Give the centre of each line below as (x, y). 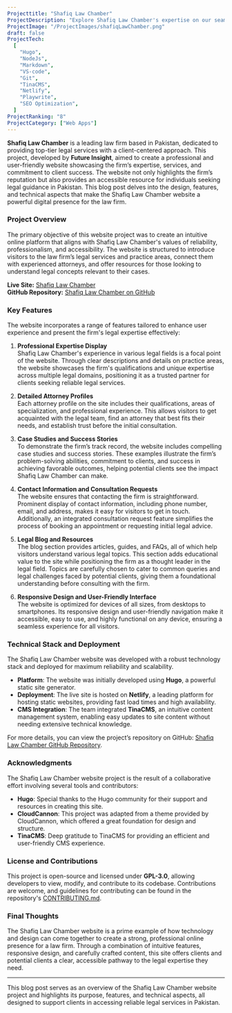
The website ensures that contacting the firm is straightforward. (108, 496)
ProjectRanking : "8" (37, 116)
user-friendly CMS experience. (61, 843)
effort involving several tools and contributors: (73, 785)
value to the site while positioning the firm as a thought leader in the (114, 562)
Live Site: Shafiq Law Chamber (51, 285)
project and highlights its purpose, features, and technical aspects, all (106, 995)
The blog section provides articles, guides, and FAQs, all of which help (117, 547)
